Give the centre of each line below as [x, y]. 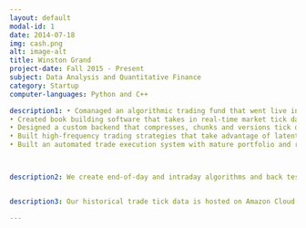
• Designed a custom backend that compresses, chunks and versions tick [150, 128]
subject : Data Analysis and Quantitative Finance [106, 78]
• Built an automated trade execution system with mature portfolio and [150, 145]
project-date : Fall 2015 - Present [77, 69]
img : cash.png [36, 43]
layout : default [40, 18]
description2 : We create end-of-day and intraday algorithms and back [146, 177]
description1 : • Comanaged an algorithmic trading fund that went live [148, 110]
